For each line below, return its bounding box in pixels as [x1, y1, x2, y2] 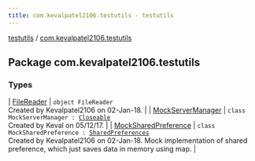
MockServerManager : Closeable [8, 114, 111, 122]
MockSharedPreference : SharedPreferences [8, 129, 150, 137]
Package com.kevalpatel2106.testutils [8, 56, 201, 69]
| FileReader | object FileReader [8, 97, 114, 107]
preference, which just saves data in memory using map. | [8, 145, 197, 154]
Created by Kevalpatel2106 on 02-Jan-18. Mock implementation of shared [8, 136, 248, 145]
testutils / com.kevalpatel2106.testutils [8, 33, 132, 42]
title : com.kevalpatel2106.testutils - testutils [8, 11, 175, 20]
